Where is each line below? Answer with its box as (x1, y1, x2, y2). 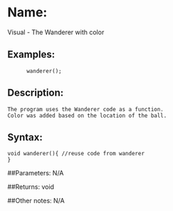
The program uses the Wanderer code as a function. (7, 105, 164, 113)
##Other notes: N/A (7, 197, 65, 205)
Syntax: (7, 131, 43, 143)
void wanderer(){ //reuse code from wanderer (7, 150, 145, 158)
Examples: (7, 48, 56, 61)
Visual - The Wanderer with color (7, 28, 105, 36)
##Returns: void (7, 182, 55, 191)
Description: (7, 87, 64, 99)
